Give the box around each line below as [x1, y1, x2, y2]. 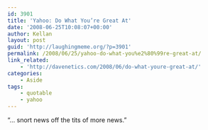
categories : [7, 70, 43, 77]
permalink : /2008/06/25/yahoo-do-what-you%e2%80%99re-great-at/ [7, 50, 202, 58]
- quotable [20, 90, 53, 97]
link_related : [7, 57, 50, 64]
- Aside [20, 76, 43, 84]
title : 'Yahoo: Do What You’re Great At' [7, 17, 132, 24]
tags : [7, 83, 23, 90]
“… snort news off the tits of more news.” [7, 116, 127, 124]
